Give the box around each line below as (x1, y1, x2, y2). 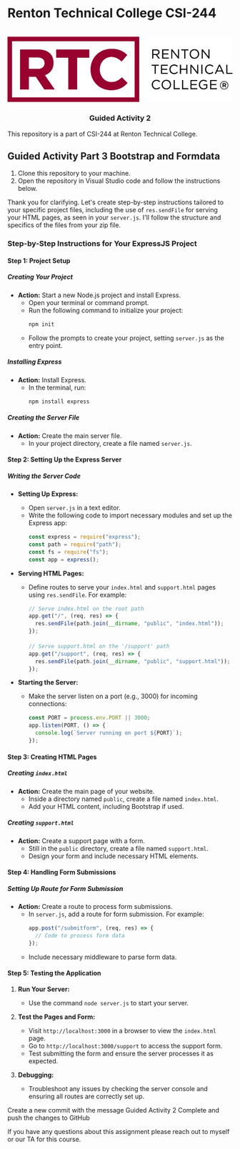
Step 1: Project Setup (7, 256, 71, 265)
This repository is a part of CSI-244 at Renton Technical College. (7, 129, 198, 138)
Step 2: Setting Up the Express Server (7, 455, 122, 464)
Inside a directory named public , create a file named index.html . (28, 795, 219, 803)
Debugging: (17, 1070, 54, 1079)
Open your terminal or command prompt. (28, 298, 149, 307)
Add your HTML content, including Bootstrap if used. (28, 802, 184, 810)
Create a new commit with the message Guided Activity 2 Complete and (7, 1105, 220, 1114)
